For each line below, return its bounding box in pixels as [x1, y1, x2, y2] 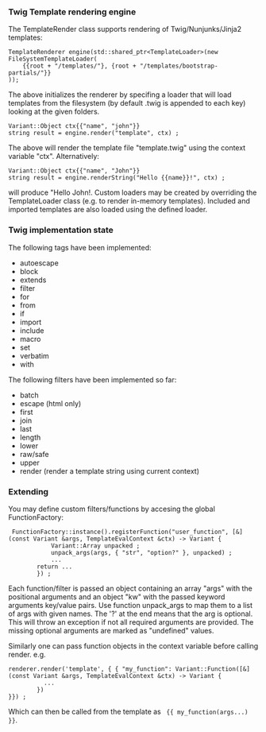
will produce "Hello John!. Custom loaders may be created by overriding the [8, 188, 257, 197]
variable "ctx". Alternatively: [8, 152, 99, 161]
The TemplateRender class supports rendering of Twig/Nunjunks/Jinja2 [8, 25, 242, 34]
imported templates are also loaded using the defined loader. [8, 205, 208, 215]
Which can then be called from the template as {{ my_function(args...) [8, 707, 249, 716]
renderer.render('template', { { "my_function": [8, 664, 172, 673]
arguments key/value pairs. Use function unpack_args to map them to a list [8, 600, 253, 610]
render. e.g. [8, 649, 46, 659]
